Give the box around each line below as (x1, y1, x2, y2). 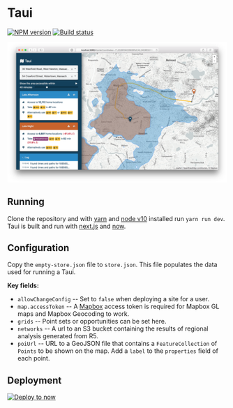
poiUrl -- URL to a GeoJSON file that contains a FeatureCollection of (17, 340, 218, 348)
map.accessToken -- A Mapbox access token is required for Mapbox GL (17, 302, 220, 311)
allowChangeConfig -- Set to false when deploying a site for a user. (17, 295, 209, 303)
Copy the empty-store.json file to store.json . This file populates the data (7, 260, 218, 269)
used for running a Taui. (7, 268, 76, 276)
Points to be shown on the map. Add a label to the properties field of (17, 347, 218, 355)
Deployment (7, 375, 62, 386)
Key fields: (7, 281, 40, 290)
